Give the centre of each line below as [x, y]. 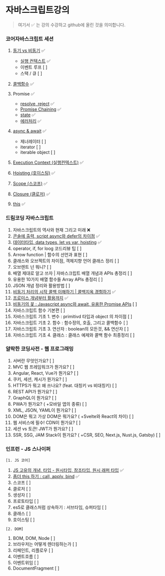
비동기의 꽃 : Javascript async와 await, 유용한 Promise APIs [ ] [75, 304]
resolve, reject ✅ [37, 104]
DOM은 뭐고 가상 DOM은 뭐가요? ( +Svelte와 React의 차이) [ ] [73, 416]
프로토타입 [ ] [26, 501]
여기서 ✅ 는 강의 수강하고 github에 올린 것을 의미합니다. [72, 25]
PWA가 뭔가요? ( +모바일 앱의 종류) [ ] [50, 404]
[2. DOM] [15, 529]
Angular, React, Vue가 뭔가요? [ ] [46, 373]
